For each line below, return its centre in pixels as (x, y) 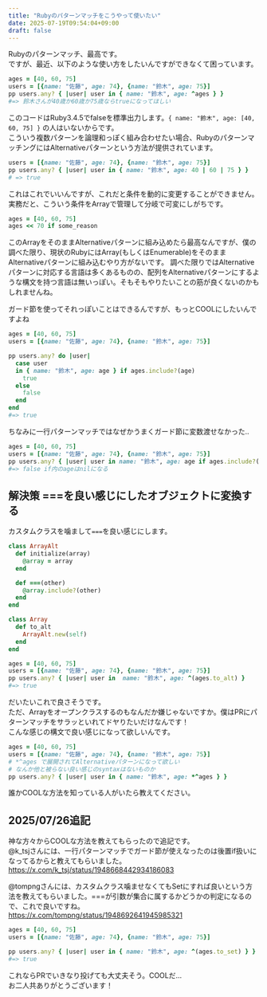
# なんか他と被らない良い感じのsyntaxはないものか (82, 769)
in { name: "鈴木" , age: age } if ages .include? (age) (105, 371)
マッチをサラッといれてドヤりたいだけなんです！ (109, 722)
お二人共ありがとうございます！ (61, 985)
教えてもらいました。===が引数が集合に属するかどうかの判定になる (133, 897)
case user (31, 363)
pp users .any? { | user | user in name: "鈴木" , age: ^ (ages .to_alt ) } (127, 678)
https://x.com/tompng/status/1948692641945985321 (96, 915)
